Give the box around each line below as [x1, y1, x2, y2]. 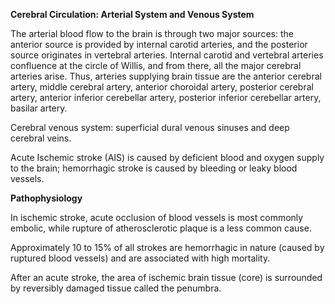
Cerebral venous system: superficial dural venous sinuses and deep [10, 122, 290, 133]
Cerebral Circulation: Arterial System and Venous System [10, 9, 255, 20]
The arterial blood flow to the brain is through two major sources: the [10, 28, 294, 39]
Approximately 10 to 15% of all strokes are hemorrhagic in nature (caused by [10, 242, 325, 253]
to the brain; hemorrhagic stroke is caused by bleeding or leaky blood [10, 162, 298, 174]
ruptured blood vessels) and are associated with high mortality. [10, 252, 271, 264]
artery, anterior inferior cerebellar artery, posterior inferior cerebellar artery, [10, 92, 322, 103]
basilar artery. [10, 102, 68, 114]
